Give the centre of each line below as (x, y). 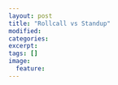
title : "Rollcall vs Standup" (60, 23)
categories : (28, 38)
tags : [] (23, 53)
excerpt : (23, 46)
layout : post (31, 16)
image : (20, 62)
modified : (25, 31)
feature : (31, 69)
